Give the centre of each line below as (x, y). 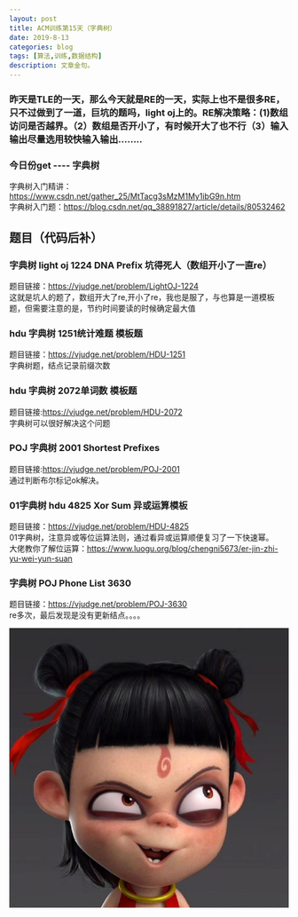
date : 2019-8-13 (39, 37)
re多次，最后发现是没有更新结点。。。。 (77, 615)
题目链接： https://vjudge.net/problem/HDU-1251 (98, 354)
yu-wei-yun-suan (41, 558)
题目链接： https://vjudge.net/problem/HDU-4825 (99, 526)
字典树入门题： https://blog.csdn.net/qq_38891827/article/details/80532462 (147, 207)
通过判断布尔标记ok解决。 (57, 480)
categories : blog (41, 47)
